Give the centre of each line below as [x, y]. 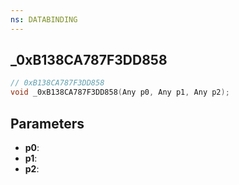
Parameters [47, 123]
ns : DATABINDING [44, 19]
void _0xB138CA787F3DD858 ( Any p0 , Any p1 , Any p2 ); [120, 92]
